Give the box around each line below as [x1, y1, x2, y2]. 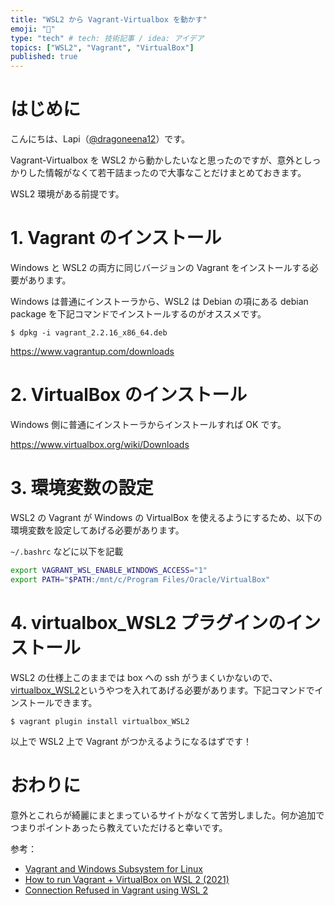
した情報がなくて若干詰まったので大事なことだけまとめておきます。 [27, 167, 307, 179]
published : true [10, 52, 78, 62]
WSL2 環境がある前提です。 [10, 188, 125, 200]
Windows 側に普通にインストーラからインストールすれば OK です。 [10, 418, 287, 430]
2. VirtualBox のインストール [10, 384, 248, 406]
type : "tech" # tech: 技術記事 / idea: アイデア [10, 33, 205, 43]
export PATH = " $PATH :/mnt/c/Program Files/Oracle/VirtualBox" [10, 574, 271, 585]
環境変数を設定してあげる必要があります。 [10, 524, 185, 536]
